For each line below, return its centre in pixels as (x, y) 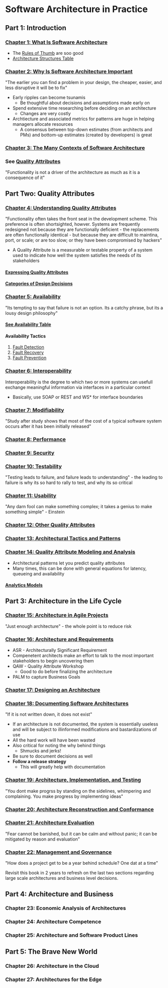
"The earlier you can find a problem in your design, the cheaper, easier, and (83, 83)
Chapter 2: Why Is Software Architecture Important (69, 71)
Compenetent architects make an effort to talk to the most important (83, 655)
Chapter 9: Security (30, 453)
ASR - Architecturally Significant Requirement (60, 650)
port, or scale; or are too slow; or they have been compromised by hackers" (84, 240)
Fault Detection (28, 347)
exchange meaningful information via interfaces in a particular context (78, 387)
